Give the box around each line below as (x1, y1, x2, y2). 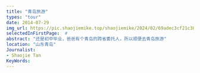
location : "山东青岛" (6, 42, 57, 48)
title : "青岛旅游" (6, 8, 49, 15)
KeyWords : (6, 58, 31, 64)
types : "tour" (6, 14, 42, 20)
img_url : (6, 25, 28, 31)
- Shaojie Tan (6, 52, 42, 58)
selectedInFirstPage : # (6, 31, 68, 36)
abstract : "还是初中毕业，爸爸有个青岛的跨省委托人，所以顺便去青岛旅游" (6, 36, 167, 42)
